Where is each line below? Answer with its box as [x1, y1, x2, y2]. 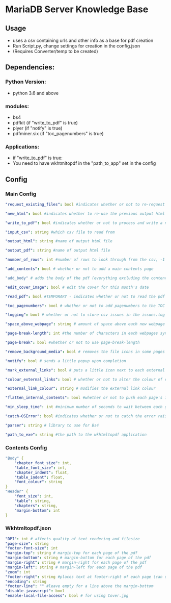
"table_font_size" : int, [14, 465, 67, 470]
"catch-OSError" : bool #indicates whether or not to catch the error [5, 414, 156, 419]
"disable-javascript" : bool [5, 588, 65, 594]
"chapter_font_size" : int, [14, 460, 72, 465]
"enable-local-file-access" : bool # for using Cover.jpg [5, 593, 129, 598]
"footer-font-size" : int [5, 546, 58, 551]
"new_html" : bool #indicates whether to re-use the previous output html [5, 211, 165, 216]
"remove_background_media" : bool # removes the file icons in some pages [5, 349, 165, 354]
